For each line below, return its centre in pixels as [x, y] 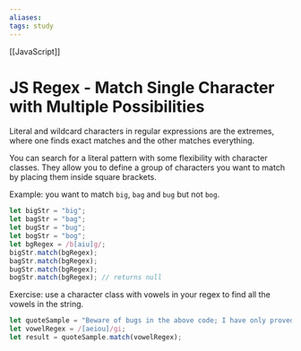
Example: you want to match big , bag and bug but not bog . [115, 194]
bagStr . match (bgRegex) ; [54, 261]
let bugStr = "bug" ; [48, 228]
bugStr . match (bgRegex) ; [54, 270]
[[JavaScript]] [35, 51]
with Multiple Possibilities [107, 106]
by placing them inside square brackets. [83, 177]
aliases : [26, 17]
